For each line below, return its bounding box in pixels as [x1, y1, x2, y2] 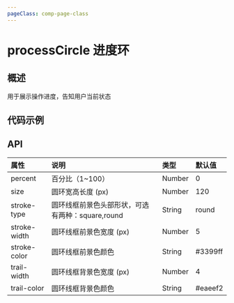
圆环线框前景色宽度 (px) [51, 227, 130, 237]
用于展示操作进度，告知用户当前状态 [7, 92, 111, 100]
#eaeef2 [195, 283, 224, 293]
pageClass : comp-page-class [7, 10, 89, 17]
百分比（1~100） [51, 173, 109, 183]
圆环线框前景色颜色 [51, 247, 115, 256]
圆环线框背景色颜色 [51, 283, 115, 293]
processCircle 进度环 [7, 42, 130, 58]
